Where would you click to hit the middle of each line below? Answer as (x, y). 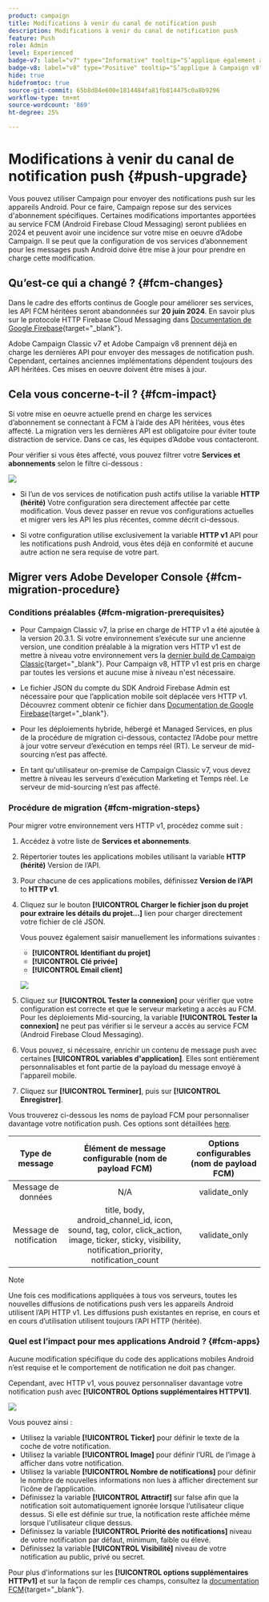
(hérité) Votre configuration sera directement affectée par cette (125, 502)
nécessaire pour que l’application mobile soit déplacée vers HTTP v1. (134, 696)
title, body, (125, 1209)
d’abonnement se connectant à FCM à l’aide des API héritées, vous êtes (127, 422)
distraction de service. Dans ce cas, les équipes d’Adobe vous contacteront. (134, 439)
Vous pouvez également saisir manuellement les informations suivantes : (140, 937)
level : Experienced (41, 53)
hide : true (26, 75)
